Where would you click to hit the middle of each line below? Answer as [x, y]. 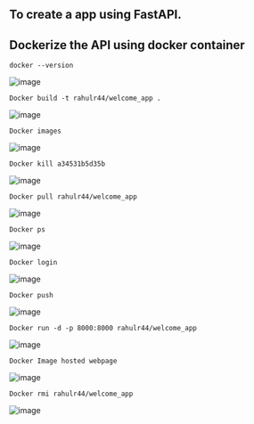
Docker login [33, 263]
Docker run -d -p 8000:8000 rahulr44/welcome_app [103, 329]
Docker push [31, 296]
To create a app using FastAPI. [95, 15]
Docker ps [28, 230]
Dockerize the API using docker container [127, 45]
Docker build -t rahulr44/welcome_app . [86, 98]
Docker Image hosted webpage [63, 361]
